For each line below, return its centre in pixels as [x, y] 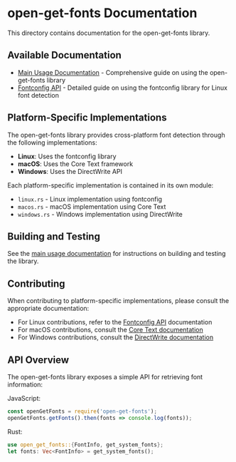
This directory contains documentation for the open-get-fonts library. [109, 33]
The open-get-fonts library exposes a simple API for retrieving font [105, 377]
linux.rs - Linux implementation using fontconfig [90, 199]
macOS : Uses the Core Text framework [75, 164]
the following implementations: [52, 142]
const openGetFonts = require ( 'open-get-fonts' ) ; [82, 411]
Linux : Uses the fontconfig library [67, 156]
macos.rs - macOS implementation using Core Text [92, 206]
